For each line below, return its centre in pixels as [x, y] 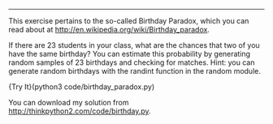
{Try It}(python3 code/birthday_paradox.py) [82, 87]
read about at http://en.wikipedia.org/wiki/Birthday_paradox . [109, 30]
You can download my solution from [69, 103]
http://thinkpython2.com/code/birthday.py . [80, 111]
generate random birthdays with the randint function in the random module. [135, 71]
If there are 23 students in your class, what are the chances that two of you [134, 45]
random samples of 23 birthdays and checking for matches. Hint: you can [132, 62]
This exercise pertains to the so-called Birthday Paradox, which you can [129, 21]
